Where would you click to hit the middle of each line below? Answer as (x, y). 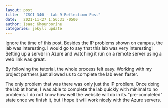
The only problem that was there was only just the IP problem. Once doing (83, 84)
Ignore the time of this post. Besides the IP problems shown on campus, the (84, 43)
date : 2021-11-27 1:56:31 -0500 (42, 19)
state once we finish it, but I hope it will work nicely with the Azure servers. (83, 100)
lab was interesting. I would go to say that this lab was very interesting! (79, 48)
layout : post (19, 10)
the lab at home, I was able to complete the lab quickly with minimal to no (82, 89)
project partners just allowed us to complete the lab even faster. (72, 74)
